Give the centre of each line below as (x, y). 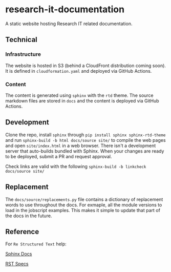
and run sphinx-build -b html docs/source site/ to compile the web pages (85, 140)
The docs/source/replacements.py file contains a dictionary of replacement (84, 199)
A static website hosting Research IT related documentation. (69, 24)
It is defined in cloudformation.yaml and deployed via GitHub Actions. (79, 71)
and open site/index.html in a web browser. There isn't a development (81, 145)
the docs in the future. (29, 216)
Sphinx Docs (19, 254)
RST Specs (17, 264)
